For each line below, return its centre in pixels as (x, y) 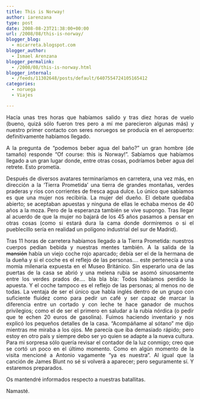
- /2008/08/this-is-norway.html (52, 67)
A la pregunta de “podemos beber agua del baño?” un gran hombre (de (100, 148)
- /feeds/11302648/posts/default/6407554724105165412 (79, 78)
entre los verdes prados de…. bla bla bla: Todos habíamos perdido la (100, 279)
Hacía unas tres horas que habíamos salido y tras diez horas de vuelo (100, 117)
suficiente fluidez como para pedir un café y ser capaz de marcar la (100, 298)
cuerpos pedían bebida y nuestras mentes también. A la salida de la (100, 247)
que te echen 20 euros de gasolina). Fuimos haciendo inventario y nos (100, 317)
